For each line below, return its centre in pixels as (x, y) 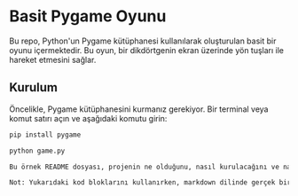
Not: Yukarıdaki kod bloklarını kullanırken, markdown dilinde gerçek (142, 183)
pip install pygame (45, 135)
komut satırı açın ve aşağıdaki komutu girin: (88, 118)
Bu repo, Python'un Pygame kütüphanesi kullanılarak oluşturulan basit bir (143, 41)
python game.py (37, 151)
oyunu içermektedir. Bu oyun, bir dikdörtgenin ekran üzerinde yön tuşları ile (147, 50)
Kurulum (34, 87)
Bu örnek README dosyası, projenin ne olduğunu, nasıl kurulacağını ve (144, 167)
